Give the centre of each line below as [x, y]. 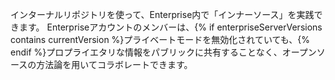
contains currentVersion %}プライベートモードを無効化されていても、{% [160, 39]
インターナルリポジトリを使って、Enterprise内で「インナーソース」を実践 [162, 14]
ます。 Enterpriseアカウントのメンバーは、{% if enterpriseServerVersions [170, 27]
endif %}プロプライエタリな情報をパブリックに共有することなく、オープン [163, 52]
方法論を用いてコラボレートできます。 [114, 64]
